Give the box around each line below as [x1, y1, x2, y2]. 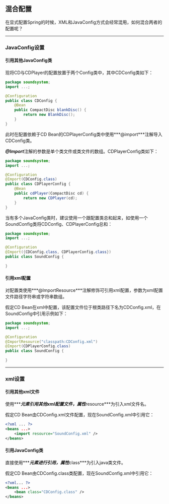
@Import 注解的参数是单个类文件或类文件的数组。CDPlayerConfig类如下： [5, 148, 158, 154]
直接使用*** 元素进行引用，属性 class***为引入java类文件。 [5, 459, 126, 465]
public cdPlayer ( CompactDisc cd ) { [14, 191, 89, 196]
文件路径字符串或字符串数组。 [5, 293, 67, 299]
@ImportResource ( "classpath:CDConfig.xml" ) [5, 339, 98, 344]
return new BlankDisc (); [23, 112, 75, 117]
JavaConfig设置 [5, 44, 45, 51]
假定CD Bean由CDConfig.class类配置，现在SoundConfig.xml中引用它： [5, 470, 153, 476]
